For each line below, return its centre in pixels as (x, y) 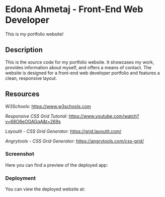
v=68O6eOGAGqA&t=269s (33, 121)
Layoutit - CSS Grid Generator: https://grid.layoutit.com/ (63, 131)
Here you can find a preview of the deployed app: (57, 165)
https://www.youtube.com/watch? (104, 116)
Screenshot (20, 154)
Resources (22, 94)
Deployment (21, 178)
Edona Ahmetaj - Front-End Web (74, 9)
